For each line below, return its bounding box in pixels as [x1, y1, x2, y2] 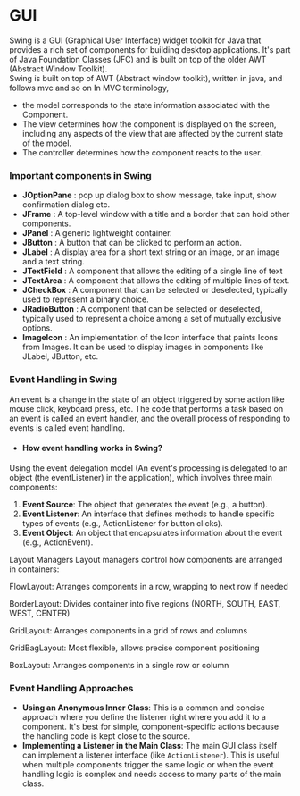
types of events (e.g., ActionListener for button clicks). [21, 517, 223, 528]
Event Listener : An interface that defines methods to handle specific [21, 508, 275, 519]
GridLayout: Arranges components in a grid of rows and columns [9, 624, 248, 635]
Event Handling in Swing [9, 373, 118, 386]
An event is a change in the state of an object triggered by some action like [9, 394, 285, 405]
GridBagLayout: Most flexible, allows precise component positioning [9, 642, 261, 653]
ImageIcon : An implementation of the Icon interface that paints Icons [21, 332, 279, 343]
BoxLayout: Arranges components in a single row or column [9, 659, 229, 670]
